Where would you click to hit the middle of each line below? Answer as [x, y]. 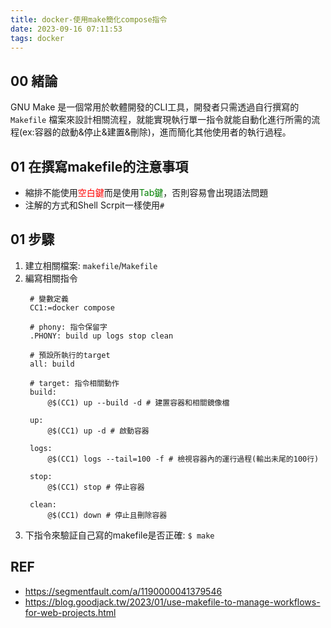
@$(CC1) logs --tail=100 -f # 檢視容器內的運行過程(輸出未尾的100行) [183, 459]
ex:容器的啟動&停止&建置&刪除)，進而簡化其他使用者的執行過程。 [157, 132]
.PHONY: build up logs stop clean [101, 336]
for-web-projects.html [70, 612]
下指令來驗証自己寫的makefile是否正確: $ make [119, 535]
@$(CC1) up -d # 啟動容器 [98, 431]
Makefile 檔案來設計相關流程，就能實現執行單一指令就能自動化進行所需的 [161, 120]
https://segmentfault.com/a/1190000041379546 [123, 591]
